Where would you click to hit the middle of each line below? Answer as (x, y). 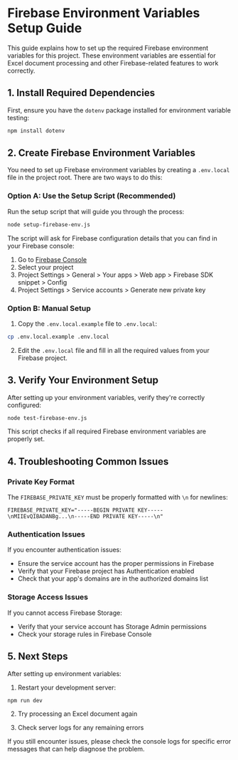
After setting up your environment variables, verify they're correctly (106, 397)
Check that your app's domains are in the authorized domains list (113, 579)
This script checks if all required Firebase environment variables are (107, 431)
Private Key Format (41, 482)
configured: (24, 405)
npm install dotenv (36, 131)
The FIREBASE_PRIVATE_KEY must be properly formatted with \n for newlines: (118, 497)
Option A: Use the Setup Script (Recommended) (92, 196)
